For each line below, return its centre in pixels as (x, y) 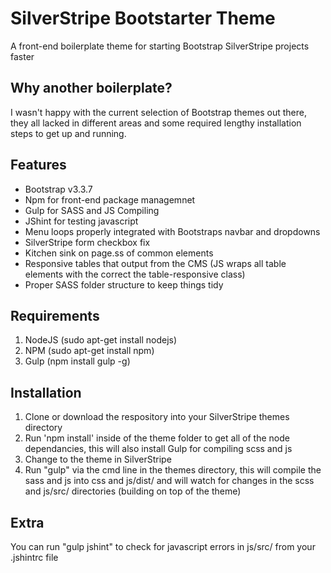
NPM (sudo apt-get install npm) (89, 351)
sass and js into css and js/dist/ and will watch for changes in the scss (169, 481)
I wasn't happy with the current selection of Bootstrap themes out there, (158, 112)
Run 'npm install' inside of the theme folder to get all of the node (157, 438)
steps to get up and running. (68, 133)
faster (22, 56)
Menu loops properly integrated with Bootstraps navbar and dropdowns (172, 231)
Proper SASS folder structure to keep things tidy (124, 284)
